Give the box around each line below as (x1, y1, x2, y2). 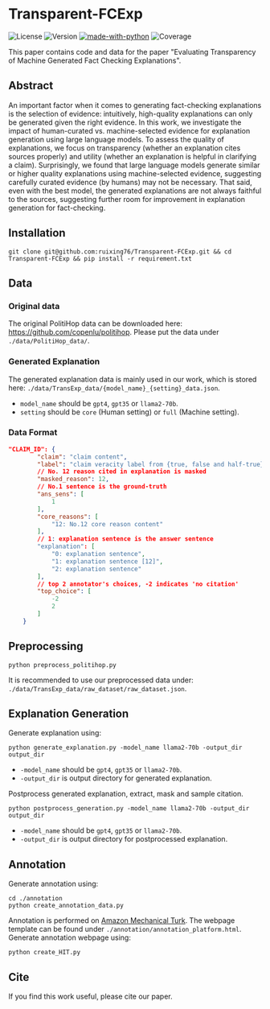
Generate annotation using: (8, 879, 99, 889)
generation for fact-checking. (8, 203, 106, 212)
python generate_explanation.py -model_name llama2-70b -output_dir (8, 743, 243, 752)
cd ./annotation (8, 895, 63, 903)
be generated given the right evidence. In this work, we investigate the (8, 117, 242, 127)
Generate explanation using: (8, 728, 102, 738)
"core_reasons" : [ (37, 513, 99, 521)
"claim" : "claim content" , (37, 452, 128, 461)
